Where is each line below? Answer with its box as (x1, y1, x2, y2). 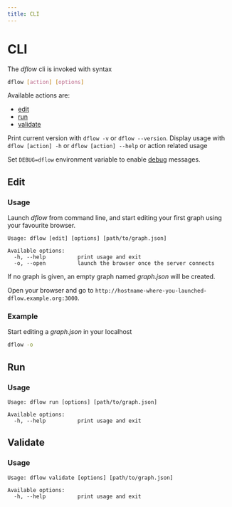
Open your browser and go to (7, 286, 94, 295)
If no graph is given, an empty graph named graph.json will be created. (7, 272, 216, 281)
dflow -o (7, 341, 33, 349)
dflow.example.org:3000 (7, 295, 78, 303)
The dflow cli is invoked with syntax (7, 65, 112, 73)
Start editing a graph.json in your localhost (7, 328, 132, 336)
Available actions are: (7, 91, 70, 100)
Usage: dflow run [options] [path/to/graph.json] (7, 398, 158, 406)
